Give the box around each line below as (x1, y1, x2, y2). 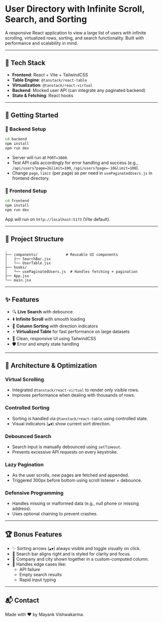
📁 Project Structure (5, 235, 64, 243)
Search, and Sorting (5, 14, 87, 25)
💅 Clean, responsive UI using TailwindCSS (12, 335, 96, 341)
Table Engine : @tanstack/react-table (12, 77, 87, 83)
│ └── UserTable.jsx (5, 260, 51, 266)
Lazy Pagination (5, 461, 44, 468)
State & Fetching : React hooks (12, 92, 74, 98)
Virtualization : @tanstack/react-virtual (12, 82, 93, 88)
